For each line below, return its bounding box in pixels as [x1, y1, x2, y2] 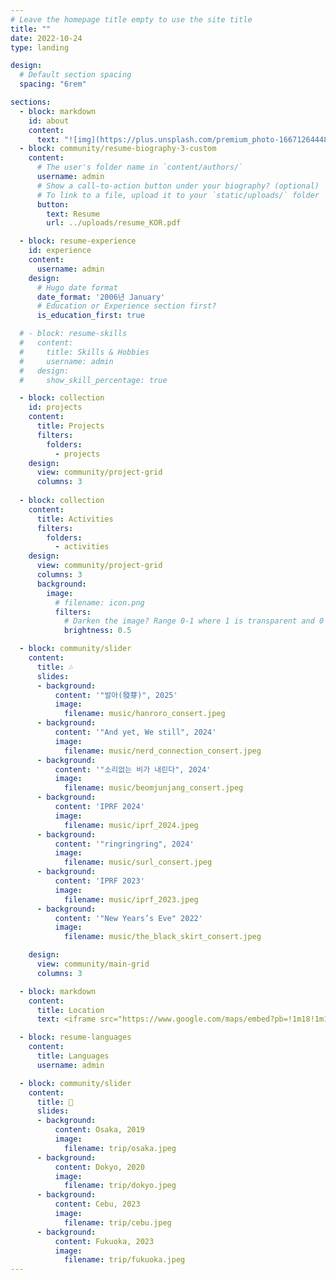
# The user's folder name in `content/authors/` [36, 162, 244, 173]
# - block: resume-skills [19, 329, 128, 339]
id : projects [28, 402, 83, 413]
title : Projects [36, 421, 105, 431]
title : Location [36, 1005, 105, 1015]
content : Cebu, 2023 [54, 1199, 141, 1210]
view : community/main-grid [36, 959, 150, 969]
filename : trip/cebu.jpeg [63, 1217, 172, 1228]
